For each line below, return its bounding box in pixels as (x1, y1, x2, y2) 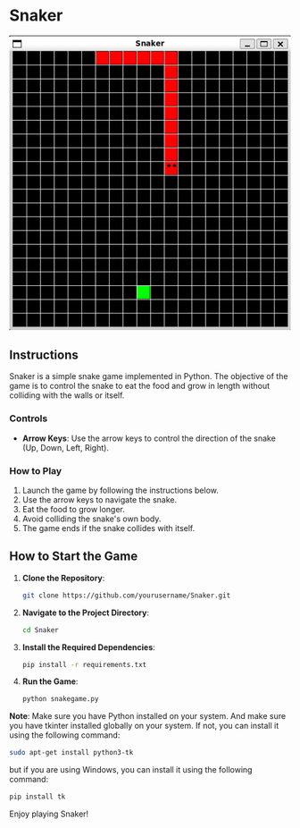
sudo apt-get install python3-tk (9, 748, 134, 757)
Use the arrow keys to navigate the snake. (21, 494, 178, 505)
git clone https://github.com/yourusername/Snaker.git (21, 591, 231, 600)
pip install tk (9, 792, 66, 801)
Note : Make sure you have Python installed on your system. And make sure (9, 711, 287, 722)
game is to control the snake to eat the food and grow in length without (9, 381, 271, 392)
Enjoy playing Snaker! (9, 808, 89, 819)
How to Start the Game (9, 549, 138, 564)
